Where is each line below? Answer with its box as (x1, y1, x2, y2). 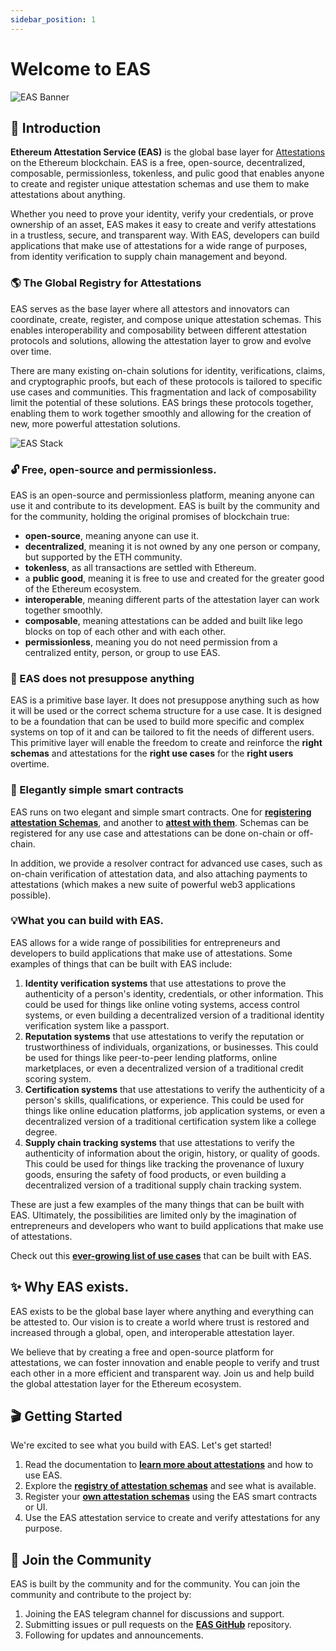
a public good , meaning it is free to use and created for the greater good (24, 572, 325, 584)
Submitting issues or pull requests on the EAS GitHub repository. (24, 1619, 292, 1631)
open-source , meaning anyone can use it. (24, 529, 200, 541)
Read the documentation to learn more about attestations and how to (24, 1459, 314, 1471)
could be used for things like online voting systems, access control (24, 998, 300, 1010)
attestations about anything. (10, 189, 126, 201)
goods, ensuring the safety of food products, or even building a (24, 1168, 287, 1180)
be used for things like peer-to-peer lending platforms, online (24, 1051, 278, 1063)
